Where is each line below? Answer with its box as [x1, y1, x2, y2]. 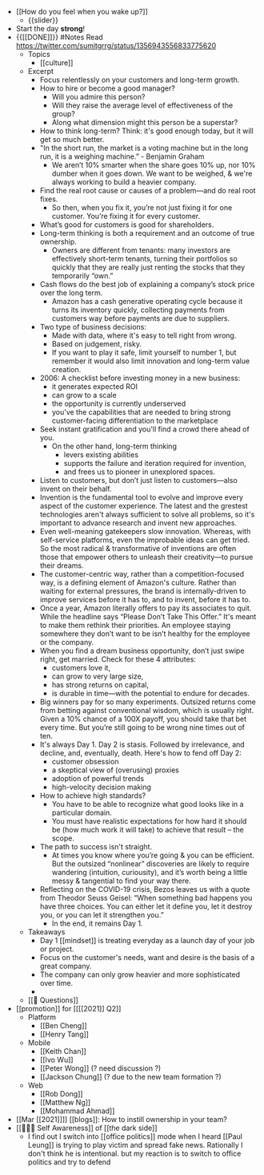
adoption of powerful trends [51, 774, 145, 783]
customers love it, [51, 663, 110, 672]
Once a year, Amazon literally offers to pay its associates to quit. [39, 603, 252, 613]
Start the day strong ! [15, 24, 86, 33]
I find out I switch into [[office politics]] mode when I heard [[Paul [27, 1132, 242, 1141]
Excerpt [27, 67, 54, 75]
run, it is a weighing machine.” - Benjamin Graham [39, 152, 206, 161]
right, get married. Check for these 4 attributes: [39, 654, 196, 664]
